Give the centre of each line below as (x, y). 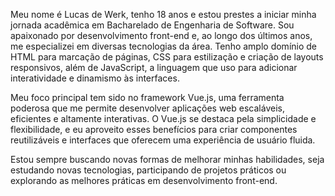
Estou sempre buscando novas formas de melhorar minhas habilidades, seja (167, 159)
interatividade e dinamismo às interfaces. (95, 78)
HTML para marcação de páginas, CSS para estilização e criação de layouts (167, 57)
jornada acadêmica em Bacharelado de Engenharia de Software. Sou (152, 25)
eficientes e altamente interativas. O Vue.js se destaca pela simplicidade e (163, 118)
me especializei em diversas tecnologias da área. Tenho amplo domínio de (164, 46)
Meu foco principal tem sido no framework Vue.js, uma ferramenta (147, 97)
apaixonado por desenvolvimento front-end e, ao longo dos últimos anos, (161, 35)
